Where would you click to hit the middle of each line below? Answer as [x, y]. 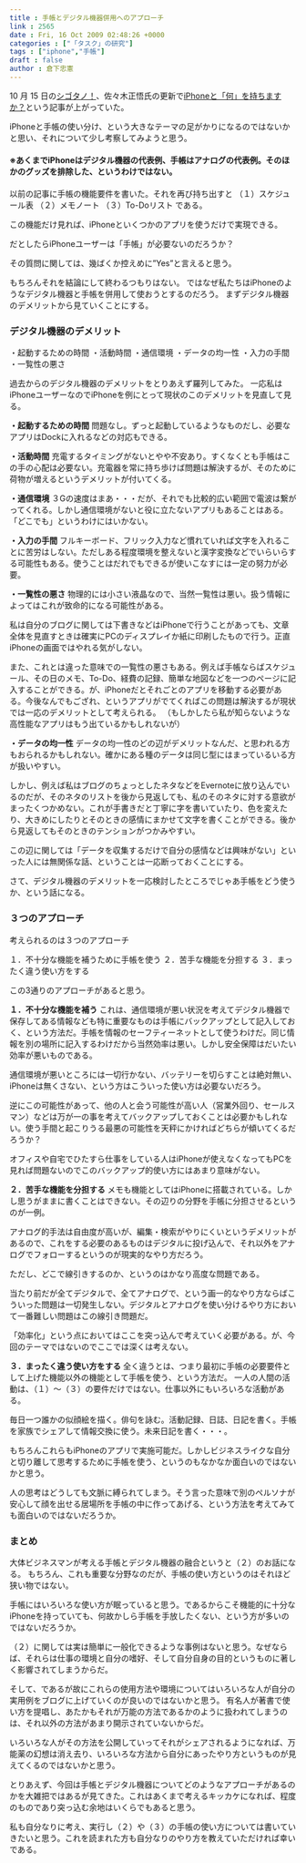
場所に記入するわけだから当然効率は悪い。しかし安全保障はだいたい [168, 1043]
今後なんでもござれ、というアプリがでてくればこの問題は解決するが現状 [161, 701]
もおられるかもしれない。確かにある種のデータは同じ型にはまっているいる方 [153, 755]
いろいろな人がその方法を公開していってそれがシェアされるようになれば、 [149, 1742]
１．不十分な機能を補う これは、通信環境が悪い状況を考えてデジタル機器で [150, 1009]
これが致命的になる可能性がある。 [104, 606]
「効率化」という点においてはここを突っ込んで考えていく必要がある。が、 [148, 1335]
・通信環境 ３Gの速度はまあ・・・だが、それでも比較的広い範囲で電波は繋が [153, 498]
